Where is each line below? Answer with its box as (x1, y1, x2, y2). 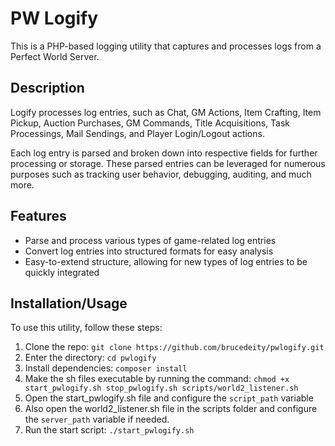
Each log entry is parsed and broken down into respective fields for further (10, 147, 318, 159)
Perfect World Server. (10, 50, 100, 62)
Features (10, 208, 67, 225)
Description (10, 80, 85, 97)
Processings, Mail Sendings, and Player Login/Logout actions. (10, 127, 265, 139)
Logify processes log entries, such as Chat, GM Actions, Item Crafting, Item (10, 106, 322, 118)
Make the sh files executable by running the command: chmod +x (24, 373, 290, 385)
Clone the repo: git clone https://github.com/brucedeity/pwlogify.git (24, 341, 325, 353)
